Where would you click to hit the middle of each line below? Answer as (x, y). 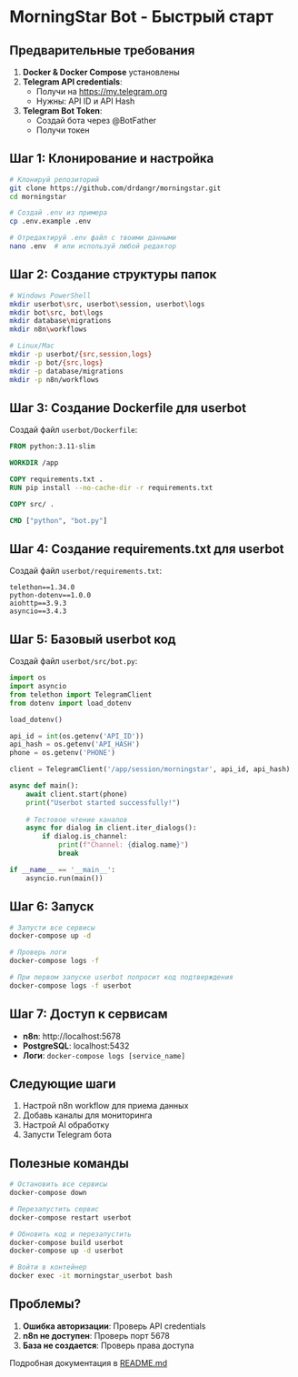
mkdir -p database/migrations (67, 371)
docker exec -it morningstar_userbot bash (91, 1276)
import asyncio (38, 687)
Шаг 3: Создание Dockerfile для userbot (128, 408)
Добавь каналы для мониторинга (87, 1115)
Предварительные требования (102, 50)
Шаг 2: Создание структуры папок (113, 275)
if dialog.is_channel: (85, 837)
